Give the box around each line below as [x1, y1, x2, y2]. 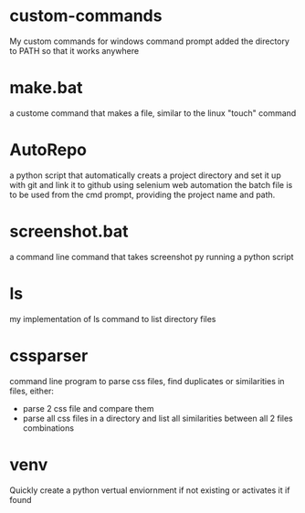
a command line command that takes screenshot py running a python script [9, 251, 294, 262]
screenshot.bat [9, 221, 129, 242]
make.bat [9, 78, 83, 99]
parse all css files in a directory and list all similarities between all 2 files [22, 413, 294, 424]
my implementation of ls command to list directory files [9, 313, 216, 324]
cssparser [9, 345, 89, 366]
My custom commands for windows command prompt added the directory [9, 36, 290, 47]
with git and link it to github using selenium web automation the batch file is [9, 179, 293, 190]
